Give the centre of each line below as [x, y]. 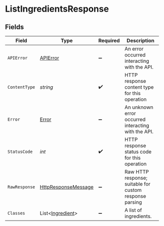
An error [134, 49]
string [47, 87]
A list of [133, 210]
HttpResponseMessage [67, 187]
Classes [16, 213]
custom [133, 190]
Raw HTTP [136, 172]
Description [141, 41]
